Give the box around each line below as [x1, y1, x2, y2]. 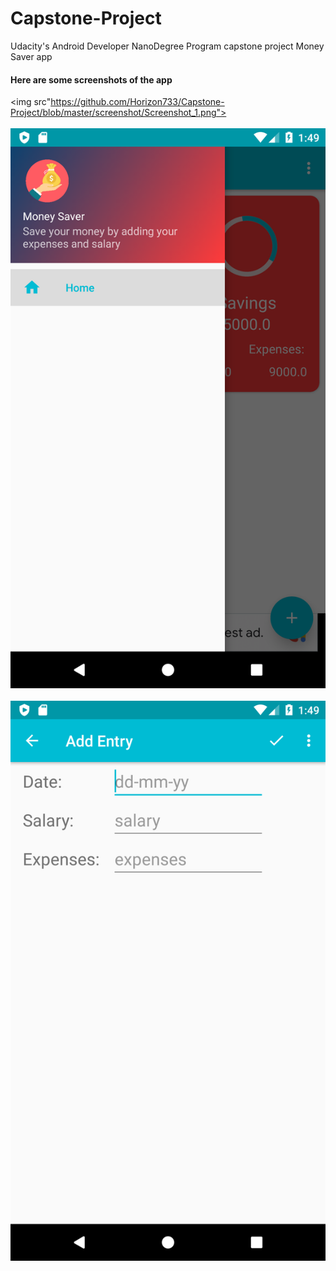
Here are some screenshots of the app [10, 73, 173, 86]
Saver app [10, 50, 53, 62]
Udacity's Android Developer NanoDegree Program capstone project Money [10, 40, 325, 52]
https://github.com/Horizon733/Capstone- [50, 96, 225, 108]
